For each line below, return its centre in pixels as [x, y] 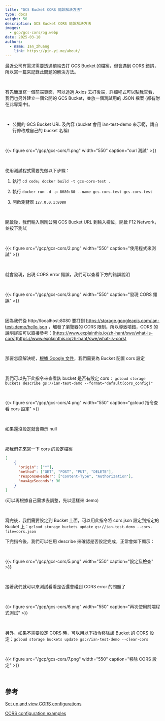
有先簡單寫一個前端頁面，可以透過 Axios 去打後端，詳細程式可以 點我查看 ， [81, 92]
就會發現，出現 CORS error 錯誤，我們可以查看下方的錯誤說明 [68, 274]
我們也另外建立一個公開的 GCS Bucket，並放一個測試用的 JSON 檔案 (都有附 [82, 98]
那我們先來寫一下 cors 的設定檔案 [39, 449]
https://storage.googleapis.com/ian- [123, 321]
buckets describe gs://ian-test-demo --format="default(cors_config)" [79, 383]
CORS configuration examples [36, 714]
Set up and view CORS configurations [43, 704]
